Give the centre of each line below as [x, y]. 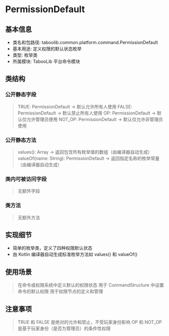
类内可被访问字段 [26, 179]
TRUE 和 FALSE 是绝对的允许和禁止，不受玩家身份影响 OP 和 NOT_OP [90, 322]
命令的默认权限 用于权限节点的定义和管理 [60, 291]
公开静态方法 [21, 140]
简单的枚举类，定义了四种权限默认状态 [52, 248]
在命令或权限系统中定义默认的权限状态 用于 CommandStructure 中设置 [91, 285]
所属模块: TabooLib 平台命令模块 [46, 61]
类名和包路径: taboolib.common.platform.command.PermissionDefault [85, 42]
